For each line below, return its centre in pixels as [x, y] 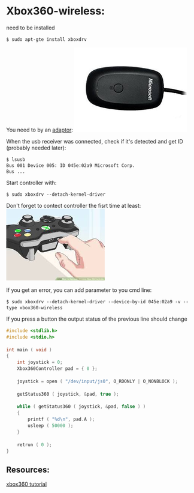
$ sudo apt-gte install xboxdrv [46, 39]
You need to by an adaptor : [40, 130]
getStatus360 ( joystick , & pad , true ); [68, 394]
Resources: [28, 470]
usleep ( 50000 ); [51, 426]
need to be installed [31, 28]
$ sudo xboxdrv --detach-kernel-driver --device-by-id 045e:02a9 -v [93, 301]
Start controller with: [31, 183]
